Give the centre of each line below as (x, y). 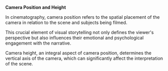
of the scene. (19, 64)
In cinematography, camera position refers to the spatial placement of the (82, 17)
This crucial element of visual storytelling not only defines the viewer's (80, 32)
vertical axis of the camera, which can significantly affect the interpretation (84, 58)
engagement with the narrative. (38, 43)
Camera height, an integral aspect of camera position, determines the (78, 53)
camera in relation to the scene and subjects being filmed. (66, 23)
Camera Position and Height (36, 7)
